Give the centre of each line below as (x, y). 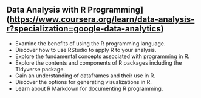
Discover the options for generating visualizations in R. (83, 82)
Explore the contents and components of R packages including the (98, 62)
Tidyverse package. (40, 69)
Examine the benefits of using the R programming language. (90, 43)
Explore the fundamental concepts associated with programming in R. (102, 56)
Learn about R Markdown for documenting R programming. (89, 88)
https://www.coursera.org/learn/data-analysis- (102, 20)
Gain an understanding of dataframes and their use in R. (85, 76)
